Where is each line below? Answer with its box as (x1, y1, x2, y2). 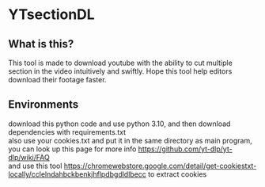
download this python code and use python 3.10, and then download (8, 119, 231, 128)
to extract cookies (147, 169, 207, 179)
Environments (8, 97, 79, 112)
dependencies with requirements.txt (8, 127, 127, 136)
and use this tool (8, 161, 62, 170)
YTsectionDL (8, 6, 95, 24)
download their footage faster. (8, 75, 107, 84)
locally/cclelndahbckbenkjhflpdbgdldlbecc (8, 169, 146, 179)
